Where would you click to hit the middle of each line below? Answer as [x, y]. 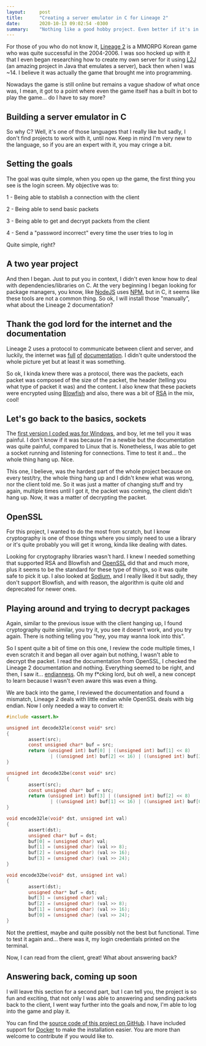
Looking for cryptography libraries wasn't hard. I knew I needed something [101, 556]
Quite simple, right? [31, 244]
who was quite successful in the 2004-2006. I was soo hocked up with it [98, 53]
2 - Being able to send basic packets [53, 209]
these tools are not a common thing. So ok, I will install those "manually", [98, 298]
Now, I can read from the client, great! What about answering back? [92, 957]
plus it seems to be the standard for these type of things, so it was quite [97, 570]
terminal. [17, 945]
